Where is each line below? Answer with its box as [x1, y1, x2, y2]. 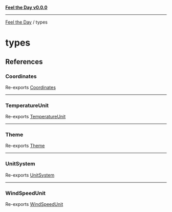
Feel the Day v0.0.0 [5, 5, 48, 10]
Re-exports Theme [5, 143, 45, 149]
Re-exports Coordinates [5, 84, 56, 90]
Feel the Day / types [5, 19, 48, 25]
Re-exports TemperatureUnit [5, 114, 66, 120]
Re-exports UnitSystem [5, 172, 55, 178]
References [5, 57, 43, 66]
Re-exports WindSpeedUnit [5, 201, 63, 207]
